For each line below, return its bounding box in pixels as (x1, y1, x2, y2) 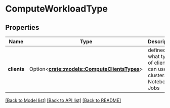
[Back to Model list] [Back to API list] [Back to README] (5, 97, 121, 103)
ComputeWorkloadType (5, 3, 108, 15)
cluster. (147, 72, 166, 79)
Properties (5, 23, 39, 32)
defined (147, 46, 166, 53)
